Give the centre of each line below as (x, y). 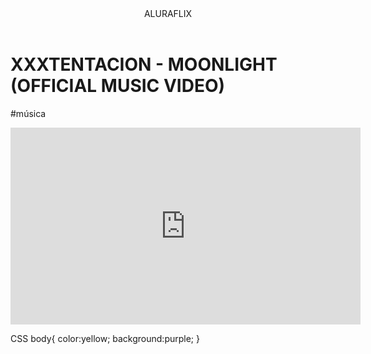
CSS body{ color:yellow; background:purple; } (105, 338)
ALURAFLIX (168, 13)
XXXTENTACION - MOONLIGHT (144, 64)
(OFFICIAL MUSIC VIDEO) (118, 86)
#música (28, 113)
